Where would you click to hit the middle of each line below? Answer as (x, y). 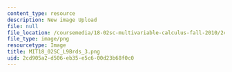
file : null (23, 26)
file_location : (29, 33)
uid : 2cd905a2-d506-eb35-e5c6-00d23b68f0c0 (71, 58)
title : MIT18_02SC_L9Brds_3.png (54, 52)
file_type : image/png (38, 39)
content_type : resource (41, 13)
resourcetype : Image (37, 45)
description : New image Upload (52, 20)
